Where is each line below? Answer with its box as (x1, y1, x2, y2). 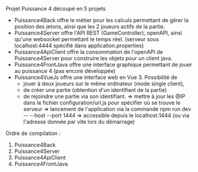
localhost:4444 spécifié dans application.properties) (14, 42, 144, 49)
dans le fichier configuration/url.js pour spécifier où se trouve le (23, 99, 181, 106)
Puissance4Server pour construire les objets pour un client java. (14, 55, 173, 62)
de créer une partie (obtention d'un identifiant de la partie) (23, 87, 167, 93)
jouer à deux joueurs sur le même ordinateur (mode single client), (23, 80, 185, 87)
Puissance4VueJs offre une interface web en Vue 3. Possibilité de (14, 74, 178, 81)
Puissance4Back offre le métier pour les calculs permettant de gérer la (14, 17, 189, 23)
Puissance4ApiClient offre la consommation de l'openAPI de (14, 48, 163, 56)
